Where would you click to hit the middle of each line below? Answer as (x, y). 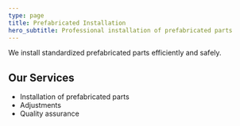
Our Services (41, 77)
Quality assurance (49, 114)
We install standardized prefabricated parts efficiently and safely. (115, 53)
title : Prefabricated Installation (67, 23)
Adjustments (41, 105)
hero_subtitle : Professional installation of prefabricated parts (120, 30)
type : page (26, 15)
